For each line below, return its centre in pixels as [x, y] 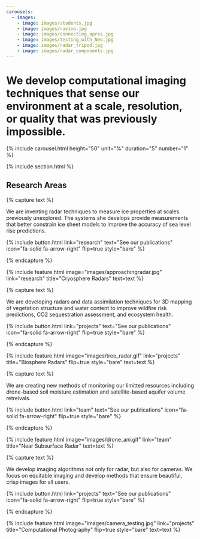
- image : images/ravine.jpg [52, 29]
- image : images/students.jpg [55, 23]
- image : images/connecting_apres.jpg [65, 34]
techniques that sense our [73, 93]
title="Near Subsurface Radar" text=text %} [60, 446]
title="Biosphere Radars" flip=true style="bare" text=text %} [81, 362]
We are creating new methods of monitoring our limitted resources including [100, 385]
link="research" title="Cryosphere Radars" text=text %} [75, 278]
